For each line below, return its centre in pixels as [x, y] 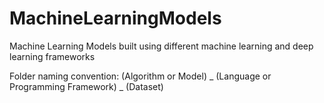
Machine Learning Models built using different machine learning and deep [161, 46]
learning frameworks [52, 56]
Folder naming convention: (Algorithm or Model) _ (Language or [140, 76]
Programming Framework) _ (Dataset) [86, 86]
